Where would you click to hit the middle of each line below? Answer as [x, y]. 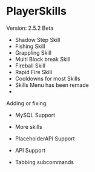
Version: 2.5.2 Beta [30, 28]
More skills [28, 126]
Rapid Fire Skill [34, 72]
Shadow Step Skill [38, 40]
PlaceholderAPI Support [45, 139]
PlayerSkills [36, 11]
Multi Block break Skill [43, 59]
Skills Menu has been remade [52, 85]
